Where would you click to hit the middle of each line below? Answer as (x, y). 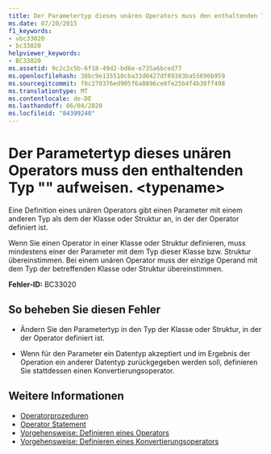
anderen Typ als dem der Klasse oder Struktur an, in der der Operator (124, 218)
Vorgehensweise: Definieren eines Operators (94, 432)
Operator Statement (53, 424)
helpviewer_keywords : (45, 53)
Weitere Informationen (67, 396)
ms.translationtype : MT (48, 91)
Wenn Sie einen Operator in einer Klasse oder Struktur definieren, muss (127, 242)
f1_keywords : (30, 31)
